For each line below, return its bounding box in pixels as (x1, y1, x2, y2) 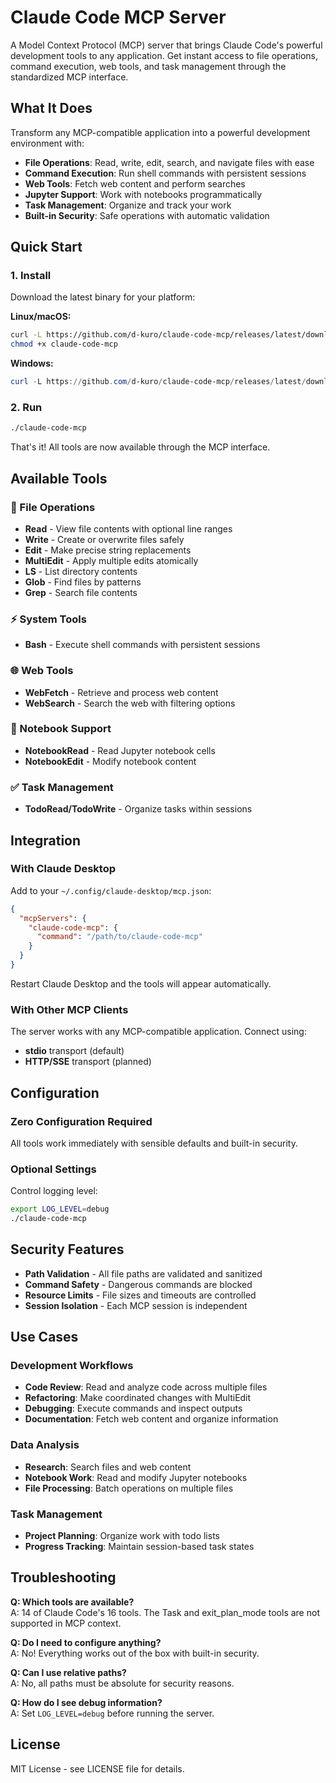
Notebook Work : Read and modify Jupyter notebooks (24, 1471, 248, 1483)
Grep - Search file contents (24, 586, 138, 598)
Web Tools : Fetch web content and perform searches (24, 177, 246, 190)
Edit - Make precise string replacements (24, 544, 192, 556)
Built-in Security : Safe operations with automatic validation (24, 209, 270, 221)
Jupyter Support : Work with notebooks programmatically (24, 188, 263, 200)
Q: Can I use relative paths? (10, 1666, 127, 1678)
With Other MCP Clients (10, 1002, 129, 1016)
